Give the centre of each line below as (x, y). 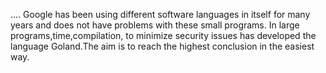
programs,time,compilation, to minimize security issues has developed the (163, 35)
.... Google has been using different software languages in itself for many (160, 14)
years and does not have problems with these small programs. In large (155, 25)
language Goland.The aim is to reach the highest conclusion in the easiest (162, 46)
